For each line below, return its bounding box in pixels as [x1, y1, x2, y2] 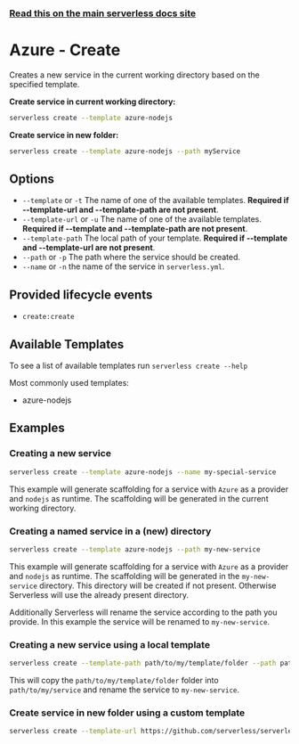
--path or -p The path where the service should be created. [21, 252, 241, 263]
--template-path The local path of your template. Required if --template [21, 233, 287, 243]
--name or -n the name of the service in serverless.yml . [21, 261, 225, 272]
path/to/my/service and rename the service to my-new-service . [9, 684, 240, 695]
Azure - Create [9, 40, 121, 61]
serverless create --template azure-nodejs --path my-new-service [9, 544, 261, 554]
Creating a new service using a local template [9, 638, 211, 650]
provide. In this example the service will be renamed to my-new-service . [9, 616, 270, 626]
